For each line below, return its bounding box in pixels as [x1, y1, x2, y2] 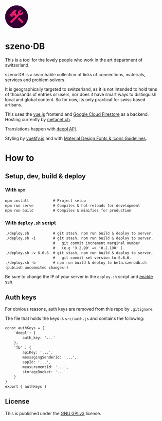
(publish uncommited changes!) [5, 265, 69, 270]
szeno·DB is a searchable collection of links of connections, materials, [5, 71, 145, 77]
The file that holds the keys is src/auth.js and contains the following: [5, 316, 144, 321]
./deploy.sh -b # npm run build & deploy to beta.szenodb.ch [5, 260, 147, 265]
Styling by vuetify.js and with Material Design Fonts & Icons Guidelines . [5, 135, 147, 141]
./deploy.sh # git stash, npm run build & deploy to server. [5, 231, 153, 236]
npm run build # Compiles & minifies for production [5, 208, 132, 213]
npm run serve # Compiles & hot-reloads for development [5, 203, 140, 208]
